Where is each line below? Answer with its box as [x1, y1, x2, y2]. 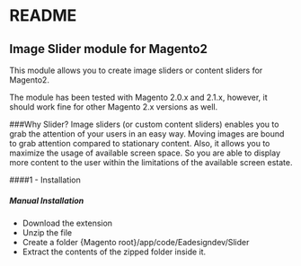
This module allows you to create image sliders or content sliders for [9, 65, 263, 75]
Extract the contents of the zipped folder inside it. [22, 246, 207, 257]
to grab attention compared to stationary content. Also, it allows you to [9, 138, 270, 148]
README [9, 5, 77, 26]
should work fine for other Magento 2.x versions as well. [9, 102, 218, 112]
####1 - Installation [9, 174, 81, 185]
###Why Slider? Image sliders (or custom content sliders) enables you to [9, 119, 279, 129]
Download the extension [22, 217, 113, 228]
